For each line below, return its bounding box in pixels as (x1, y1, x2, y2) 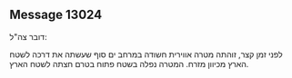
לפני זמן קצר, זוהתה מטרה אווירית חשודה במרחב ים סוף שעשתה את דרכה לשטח (9, 49, 284, 60)
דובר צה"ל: (9, 31, 47, 42)
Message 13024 (9, 7, 103, 23)
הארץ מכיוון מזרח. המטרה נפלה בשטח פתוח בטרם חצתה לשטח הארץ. (9, 58, 249, 69)
